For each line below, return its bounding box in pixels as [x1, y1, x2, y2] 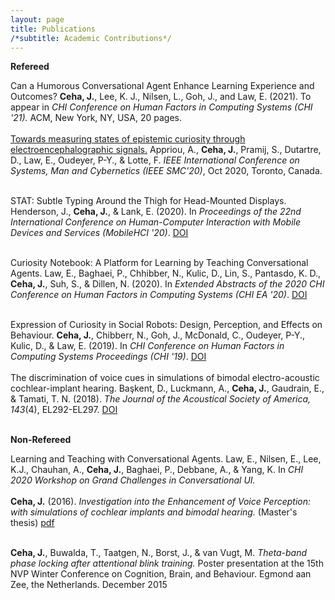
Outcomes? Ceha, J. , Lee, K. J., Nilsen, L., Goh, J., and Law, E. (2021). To [10, 91, 312, 103]
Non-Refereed [10, 434, 72, 446]
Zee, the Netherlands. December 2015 [10, 579, 168, 591]
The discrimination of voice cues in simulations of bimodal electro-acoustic [10, 372, 320, 384]
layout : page [10, 14, 65, 25]
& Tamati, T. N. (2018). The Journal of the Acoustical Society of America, [10, 393, 312, 405]
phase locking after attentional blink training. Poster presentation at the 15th [10, 557, 324, 570]
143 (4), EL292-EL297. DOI [10, 404, 118, 416]
